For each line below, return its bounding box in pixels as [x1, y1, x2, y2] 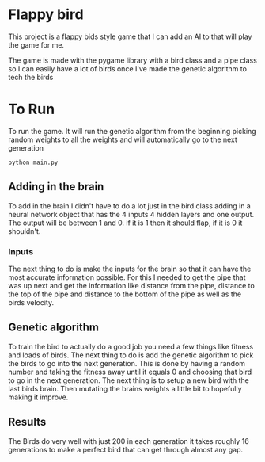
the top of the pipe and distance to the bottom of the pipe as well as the [8, 289, 242, 299]
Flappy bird [8, 6, 85, 24]
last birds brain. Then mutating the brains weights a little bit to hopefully [8, 384, 243, 393]
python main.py [8, 158, 59, 166]
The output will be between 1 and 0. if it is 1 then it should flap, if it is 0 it [8, 218, 243, 227]
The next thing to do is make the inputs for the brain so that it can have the [8, 264, 252, 273]
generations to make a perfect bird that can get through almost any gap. [8, 445, 244, 454]
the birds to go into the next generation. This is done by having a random [8, 358, 246, 368]
